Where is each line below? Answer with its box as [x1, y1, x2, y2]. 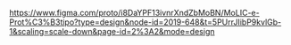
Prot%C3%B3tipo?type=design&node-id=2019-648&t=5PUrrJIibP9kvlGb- [9, 17, 282, 27]
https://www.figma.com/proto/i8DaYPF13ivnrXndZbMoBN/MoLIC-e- [9, 8, 261, 18]
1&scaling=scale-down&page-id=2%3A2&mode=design [9, 26, 215, 36]
